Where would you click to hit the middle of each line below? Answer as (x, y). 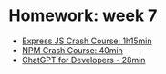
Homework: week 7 (83, 16)
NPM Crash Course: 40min (73, 50)
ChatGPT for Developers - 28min (83, 60)
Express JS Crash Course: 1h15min (87, 41)
